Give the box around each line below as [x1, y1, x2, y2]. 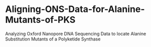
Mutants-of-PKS [5, 14, 76, 25]
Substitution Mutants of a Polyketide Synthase [5, 36, 101, 42]
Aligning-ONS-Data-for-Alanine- [5, 3, 145, 15]
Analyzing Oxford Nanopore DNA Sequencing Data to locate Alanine [5, 30, 146, 36]
